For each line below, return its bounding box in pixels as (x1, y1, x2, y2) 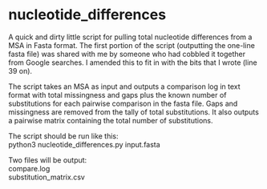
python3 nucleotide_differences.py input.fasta (8, 139, 160, 149)
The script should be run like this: (8, 131, 119, 141)
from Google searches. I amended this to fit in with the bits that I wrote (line (8, 58, 258, 67)
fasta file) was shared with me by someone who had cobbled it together (8, 49, 246, 58)
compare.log (8, 163, 51, 173)
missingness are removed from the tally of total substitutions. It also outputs (8, 107, 259, 117)
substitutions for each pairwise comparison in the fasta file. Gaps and (8, 99, 238, 108)
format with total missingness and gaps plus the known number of (8, 90, 227, 99)
